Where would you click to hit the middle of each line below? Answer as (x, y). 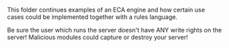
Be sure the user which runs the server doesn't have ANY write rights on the (114, 30)
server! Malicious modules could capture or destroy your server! (98, 37)
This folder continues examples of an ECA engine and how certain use (106, 10)
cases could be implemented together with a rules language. (92, 17)
